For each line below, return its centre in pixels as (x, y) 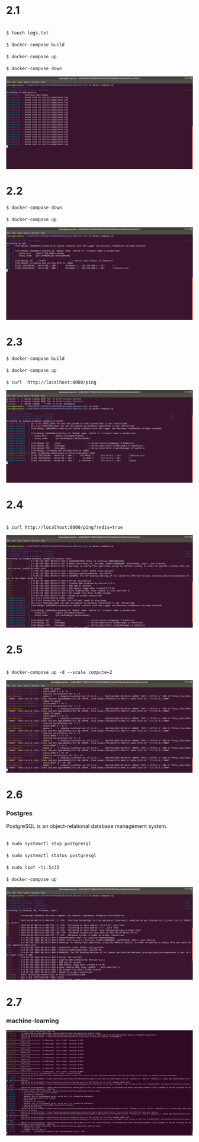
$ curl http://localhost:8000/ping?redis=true (65, 527)
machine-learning (33, 1021)
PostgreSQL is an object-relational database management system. (87, 826)
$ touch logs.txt (28, 33)
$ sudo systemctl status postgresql (51, 856)
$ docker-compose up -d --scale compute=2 (59, 672)
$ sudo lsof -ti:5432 (33, 868)
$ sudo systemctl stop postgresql (49, 844)
